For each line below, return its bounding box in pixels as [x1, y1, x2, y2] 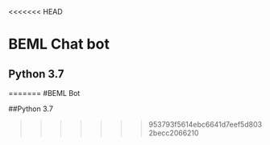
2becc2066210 [148, 128, 199, 138]
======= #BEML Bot [8, 89, 81, 97]
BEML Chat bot [8, 35, 110, 53]
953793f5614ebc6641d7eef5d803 [148, 120, 263, 129]
